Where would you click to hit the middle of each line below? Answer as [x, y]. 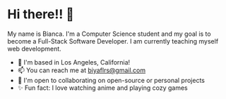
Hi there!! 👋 [41, 14]
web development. [34, 48]
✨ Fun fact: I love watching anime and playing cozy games [103, 88]
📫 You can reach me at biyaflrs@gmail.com [82, 70]
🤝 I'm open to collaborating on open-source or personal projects [111, 80]
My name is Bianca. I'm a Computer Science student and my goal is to [109, 34]
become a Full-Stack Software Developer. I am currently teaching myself [113, 41]
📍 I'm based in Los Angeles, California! [74, 62]
